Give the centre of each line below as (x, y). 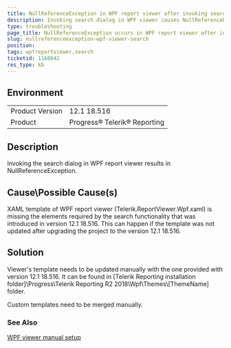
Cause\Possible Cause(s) (63, 193)
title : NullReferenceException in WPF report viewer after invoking (107, 13)
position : (21, 45)
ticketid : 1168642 (33, 59)
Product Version (37, 111)
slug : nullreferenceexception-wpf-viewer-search (78, 39)
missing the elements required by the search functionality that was (101, 216)
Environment (35, 93)
